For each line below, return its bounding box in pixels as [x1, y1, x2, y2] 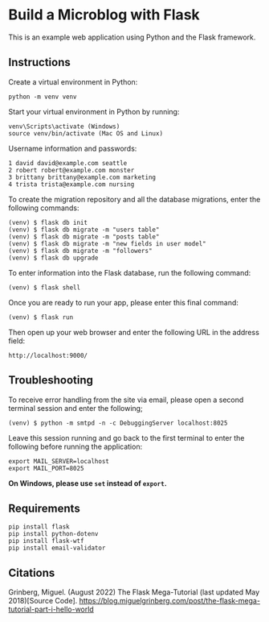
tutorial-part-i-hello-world [8, 604, 94, 614]
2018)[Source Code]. [8, 596, 78, 606]
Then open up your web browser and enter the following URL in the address [8, 327, 259, 337]
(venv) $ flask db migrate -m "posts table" [8, 232, 160, 241]
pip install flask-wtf [8, 537, 84, 545]
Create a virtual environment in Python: [8, 77, 138, 86]
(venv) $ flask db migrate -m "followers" [8, 247, 153, 255]
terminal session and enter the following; [8, 403, 143, 413]
